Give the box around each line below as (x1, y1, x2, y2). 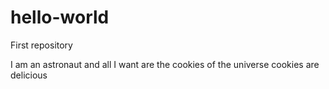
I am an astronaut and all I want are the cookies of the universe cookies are (10, 58, 320, 70)
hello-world (10, 6, 110, 29)
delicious (10, 69, 48, 81)
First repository (10, 39, 73, 51)
